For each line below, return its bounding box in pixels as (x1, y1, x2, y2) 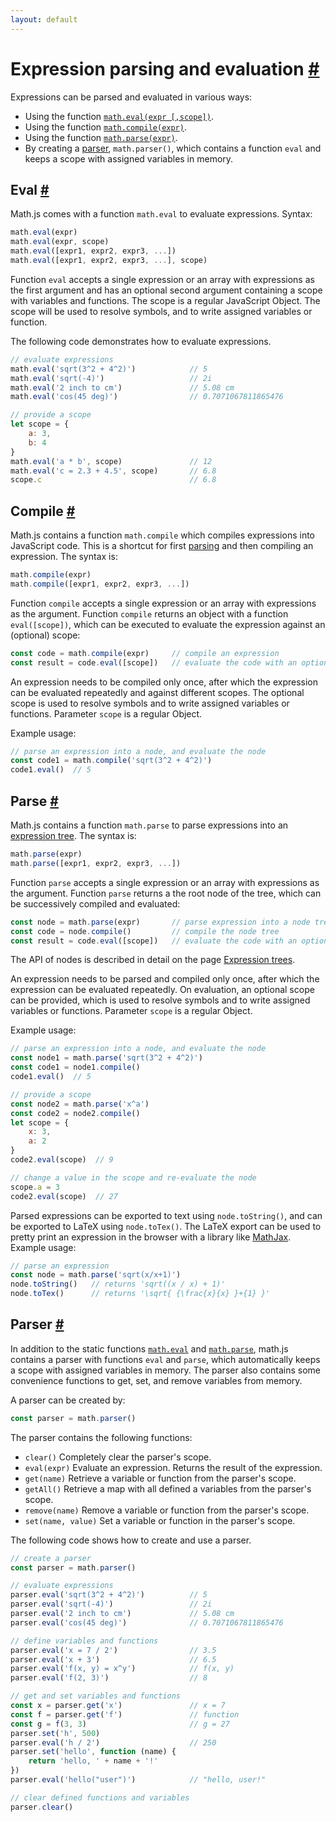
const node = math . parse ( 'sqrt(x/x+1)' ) (10, 1270, 182, 1280)
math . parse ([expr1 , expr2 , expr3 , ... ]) (10, 858, 182, 868)
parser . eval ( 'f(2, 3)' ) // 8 (10, 1673, 208, 1683)
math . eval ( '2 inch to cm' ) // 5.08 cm (10, 382, 235, 393)
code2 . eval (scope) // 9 (10, 1155, 114, 1165)
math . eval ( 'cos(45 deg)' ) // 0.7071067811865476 (10, 392, 284, 402)
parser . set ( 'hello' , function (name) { (10, 1747, 177, 1757)
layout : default (10, 14, 78, 25)
